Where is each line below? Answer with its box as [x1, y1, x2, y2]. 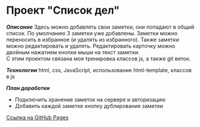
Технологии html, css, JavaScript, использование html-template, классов [6, 66, 192, 73]
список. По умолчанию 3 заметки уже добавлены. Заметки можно [6, 29, 178, 36]
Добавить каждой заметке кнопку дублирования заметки [14, 102, 164, 109]
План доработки [6, 84, 50, 91]
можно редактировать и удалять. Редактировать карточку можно [6, 42, 176, 49]
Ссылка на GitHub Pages [6, 114, 69, 121]
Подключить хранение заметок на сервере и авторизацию [14, 96, 166, 103]
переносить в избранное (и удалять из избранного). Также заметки [6, 36, 179, 43]
